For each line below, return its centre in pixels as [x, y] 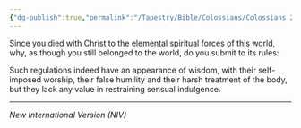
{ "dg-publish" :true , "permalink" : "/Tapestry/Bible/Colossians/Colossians [148, 17]
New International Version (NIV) [68, 115]
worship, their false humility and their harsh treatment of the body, [166, 79]
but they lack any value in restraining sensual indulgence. [115, 89]
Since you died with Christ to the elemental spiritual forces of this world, [142, 43]
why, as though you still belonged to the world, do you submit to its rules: [144, 52]
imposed [26, 79]
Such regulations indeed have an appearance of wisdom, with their [133, 70]
